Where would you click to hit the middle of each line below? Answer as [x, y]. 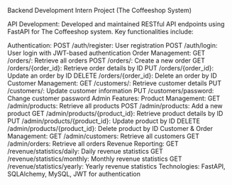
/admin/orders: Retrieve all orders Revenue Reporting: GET [93, 144]
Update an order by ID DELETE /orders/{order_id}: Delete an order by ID [112, 75]
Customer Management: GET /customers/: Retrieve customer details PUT [115, 83]
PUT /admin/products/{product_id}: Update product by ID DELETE [104, 121]
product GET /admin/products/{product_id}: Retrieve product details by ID [115, 113]
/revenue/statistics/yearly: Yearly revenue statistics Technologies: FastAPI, [116, 166]
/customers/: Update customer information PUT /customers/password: [111, 91]
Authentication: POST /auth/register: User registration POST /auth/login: [112, 45]
